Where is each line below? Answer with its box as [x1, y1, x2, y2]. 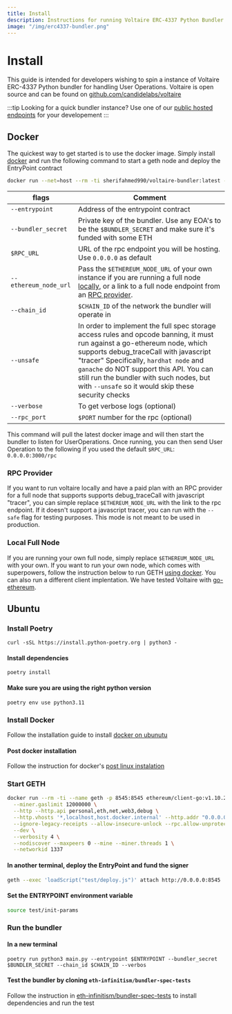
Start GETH [7, 779, 46, 789]
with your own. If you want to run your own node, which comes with [7, 561, 200, 569]
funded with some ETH [78, 233, 153, 242]
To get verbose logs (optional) [78, 401, 176, 411]
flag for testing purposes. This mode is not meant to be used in [21, 513, 200, 522]
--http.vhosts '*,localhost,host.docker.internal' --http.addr [13, 814, 199, 821]
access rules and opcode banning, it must [78, 329, 214, 339]
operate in [78, 310, 112, 319]
